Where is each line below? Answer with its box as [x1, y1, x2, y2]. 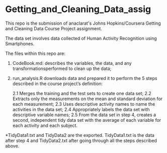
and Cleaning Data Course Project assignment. [5, 25, 102, 31]
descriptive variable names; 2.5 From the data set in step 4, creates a [12, 112, 156, 118]
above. [5, 142, 20, 149]
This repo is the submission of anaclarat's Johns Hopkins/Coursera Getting [5, 20, 161, 26]
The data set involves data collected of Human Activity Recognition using [5, 35, 157, 41]
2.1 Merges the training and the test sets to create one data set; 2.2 [12, 90, 152, 96]
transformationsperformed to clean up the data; [12, 65, 112, 71]
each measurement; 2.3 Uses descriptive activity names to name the [12, 101, 155, 107]
